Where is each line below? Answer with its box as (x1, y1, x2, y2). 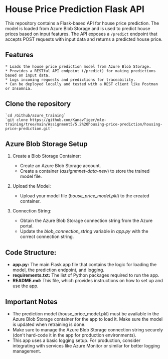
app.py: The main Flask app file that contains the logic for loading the (12, 262, 157, 268)
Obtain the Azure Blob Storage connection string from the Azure (20, 217, 153, 224)
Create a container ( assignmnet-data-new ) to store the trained (20, 168, 150, 174)
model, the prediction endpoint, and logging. (12, 267, 104, 273)
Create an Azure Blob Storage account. (20, 163, 101, 169)
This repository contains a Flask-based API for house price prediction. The (5, 20, 159, 26)
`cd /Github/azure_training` (5, 113, 66, 118)
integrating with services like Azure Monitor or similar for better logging (12, 343, 160, 348)
